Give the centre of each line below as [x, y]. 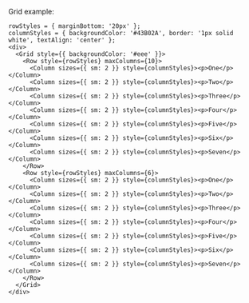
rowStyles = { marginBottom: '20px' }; [75, 26]
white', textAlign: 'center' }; [62, 40]
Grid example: [31, 12]
